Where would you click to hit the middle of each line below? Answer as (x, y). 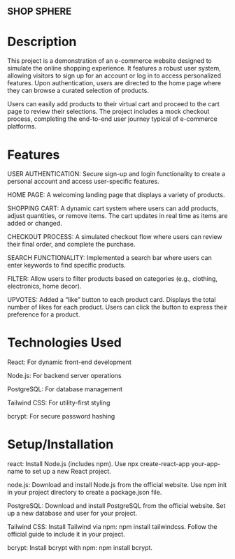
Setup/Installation (60, 445)
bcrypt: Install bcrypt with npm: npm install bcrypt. (80, 548)
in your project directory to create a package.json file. (85, 493)
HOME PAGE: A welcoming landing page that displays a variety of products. (116, 195)
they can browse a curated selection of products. (78, 91)
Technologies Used (65, 343)
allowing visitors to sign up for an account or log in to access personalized (114, 75)
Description (42, 42)
